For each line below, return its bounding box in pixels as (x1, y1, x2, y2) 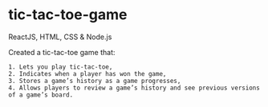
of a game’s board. (8, 90, 74, 99)
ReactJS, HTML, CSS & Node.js (8, 32, 112, 42)
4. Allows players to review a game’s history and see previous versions (8, 84, 261, 92)
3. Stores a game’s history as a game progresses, (8, 77, 181, 85)
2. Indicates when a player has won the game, (8, 69, 167, 77)
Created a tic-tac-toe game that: (8, 47, 116, 57)
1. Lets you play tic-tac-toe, (8, 62, 113, 71)
